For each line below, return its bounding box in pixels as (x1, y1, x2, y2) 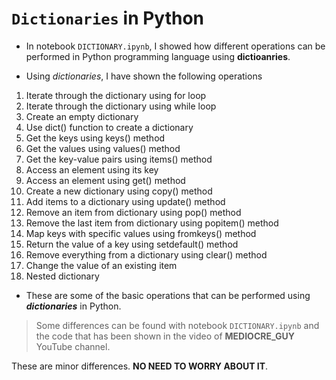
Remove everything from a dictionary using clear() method (25, 248, 268, 261)
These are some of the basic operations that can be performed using (25, 289, 311, 301)
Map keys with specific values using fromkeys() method (25, 227, 257, 239)
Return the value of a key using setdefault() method (25, 238, 239, 250)
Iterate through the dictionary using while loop (25, 100, 217, 112)
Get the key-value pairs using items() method (25, 153, 213, 165)
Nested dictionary (25, 270, 100, 282)
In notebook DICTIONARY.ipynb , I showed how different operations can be (25, 40, 326, 52)
